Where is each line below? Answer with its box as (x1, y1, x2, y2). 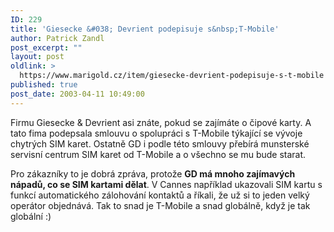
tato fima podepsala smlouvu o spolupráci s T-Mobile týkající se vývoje (10, 127, 303, 139)
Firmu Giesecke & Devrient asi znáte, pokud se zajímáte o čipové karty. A (10, 116, 312, 128)
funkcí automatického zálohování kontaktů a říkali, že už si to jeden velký (10, 189, 310, 201)
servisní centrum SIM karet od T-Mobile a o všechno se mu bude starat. (10, 148, 307, 160)
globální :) (10, 210, 52, 222)
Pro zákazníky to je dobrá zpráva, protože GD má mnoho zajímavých (10, 167, 296, 180)
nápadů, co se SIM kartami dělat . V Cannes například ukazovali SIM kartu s (10, 178, 323, 190)
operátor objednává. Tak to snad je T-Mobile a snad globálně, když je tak (10, 199, 311, 211)
